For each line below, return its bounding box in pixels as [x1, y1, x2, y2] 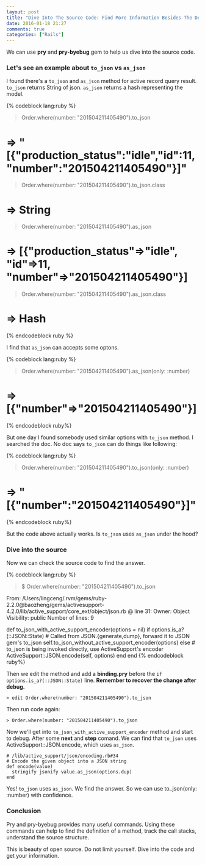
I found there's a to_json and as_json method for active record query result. [6, 77, 197, 85]
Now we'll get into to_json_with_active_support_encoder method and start [6, 728, 193, 736]
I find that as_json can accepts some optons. [6, 344, 119, 351]
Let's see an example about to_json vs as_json [6, 63, 146, 72]
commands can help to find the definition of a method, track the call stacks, [6, 827, 196, 834]
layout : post [6, 9, 40, 15]
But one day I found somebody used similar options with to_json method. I [6, 434, 194, 441]
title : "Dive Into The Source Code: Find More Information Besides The [6, 15, 192, 21]
